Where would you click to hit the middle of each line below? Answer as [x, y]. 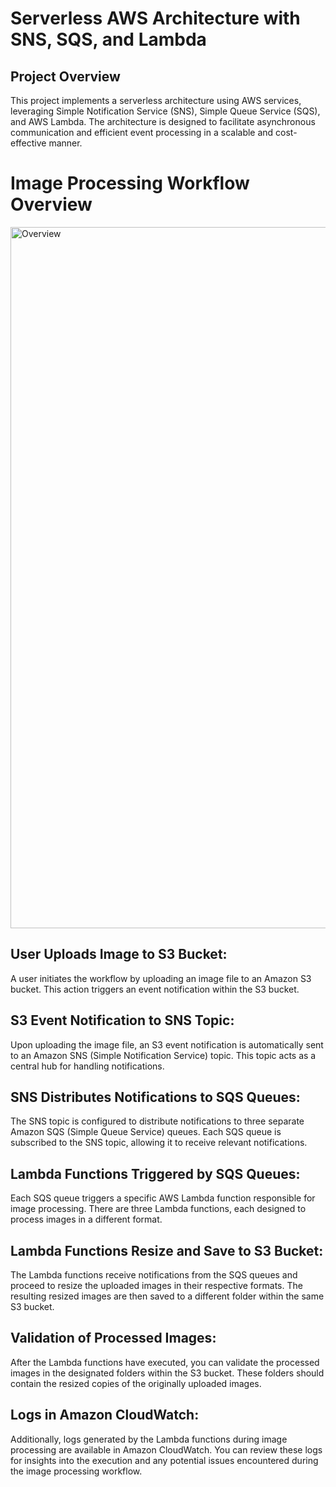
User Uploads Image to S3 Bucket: [119, 954]
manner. [65, 143]
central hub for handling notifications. [87, 1066]
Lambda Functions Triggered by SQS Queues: [155, 1173]
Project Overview [65, 76]
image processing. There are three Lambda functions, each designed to [158, 1209]
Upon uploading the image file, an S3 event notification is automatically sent [167, 1044]
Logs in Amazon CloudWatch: [105, 1415]
